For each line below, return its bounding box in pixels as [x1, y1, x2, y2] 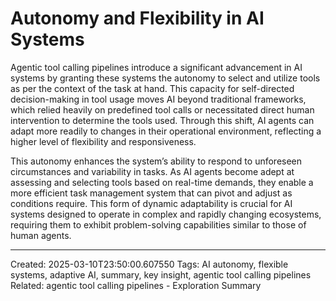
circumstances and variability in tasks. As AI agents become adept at [10, 165, 295, 177]
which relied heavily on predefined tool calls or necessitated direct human [10, 103, 315, 116]
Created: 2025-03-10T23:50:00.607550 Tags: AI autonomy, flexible [10, 258, 289, 270]
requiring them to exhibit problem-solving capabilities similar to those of [10, 218, 307, 231]
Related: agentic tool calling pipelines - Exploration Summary [10, 279, 262, 291]
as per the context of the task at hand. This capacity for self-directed [10, 82, 295, 94]
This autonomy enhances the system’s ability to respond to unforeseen [10, 155, 303, 167]
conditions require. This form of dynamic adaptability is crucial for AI [10, 197, 293, 209]
